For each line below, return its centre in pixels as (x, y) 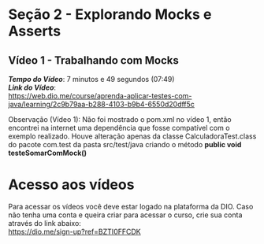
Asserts (35, 31)
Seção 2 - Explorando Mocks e (110, 15)
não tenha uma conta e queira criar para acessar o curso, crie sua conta (125, 215)
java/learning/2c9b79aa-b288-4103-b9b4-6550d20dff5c (102, 104)
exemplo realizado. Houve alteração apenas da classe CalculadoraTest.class (132, 136)
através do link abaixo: (45, 223)
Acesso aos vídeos (71, 185)
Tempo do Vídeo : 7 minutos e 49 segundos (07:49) (91, 79)
